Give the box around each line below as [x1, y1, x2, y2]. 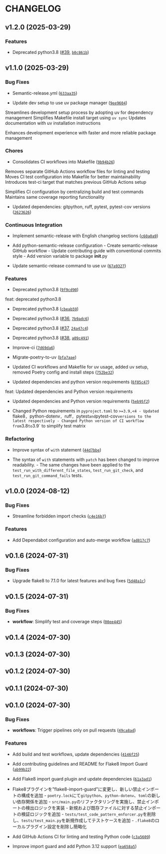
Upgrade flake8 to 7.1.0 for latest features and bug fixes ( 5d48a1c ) [12, 578, 146, 584]
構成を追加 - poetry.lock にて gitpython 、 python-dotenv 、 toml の [21, 792, 152, 798]
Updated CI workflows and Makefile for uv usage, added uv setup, [12, 364, 149, 370]
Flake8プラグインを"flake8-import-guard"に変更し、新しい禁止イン [12, 786, 151, 792]
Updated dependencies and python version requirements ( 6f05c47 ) [12, 379, 150, 385]
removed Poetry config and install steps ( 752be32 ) [12, 369, 114, 375]
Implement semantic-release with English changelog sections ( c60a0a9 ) [12, 233, 159, 239]
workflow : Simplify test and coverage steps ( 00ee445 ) [12, 619, 122, 625]
